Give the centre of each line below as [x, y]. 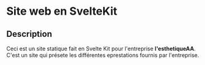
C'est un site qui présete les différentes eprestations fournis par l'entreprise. [103, 55]
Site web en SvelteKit [62, 11]
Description [29, 34]
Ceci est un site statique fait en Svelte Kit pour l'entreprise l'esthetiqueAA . [101, 48]
